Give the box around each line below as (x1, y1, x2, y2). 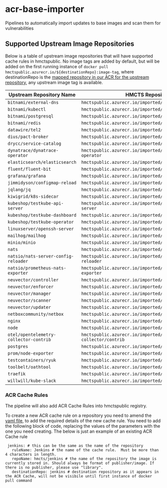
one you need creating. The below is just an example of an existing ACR (5, 428, 153, 434)
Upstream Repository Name (8, 91, 76, 98)
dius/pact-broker (7, 133, 49, 139)
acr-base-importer (5, 3, 84, 15)
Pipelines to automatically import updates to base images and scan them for (5, 20, 161, 26)
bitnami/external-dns (7, 100, 59, 105)
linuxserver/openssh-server (7, 226, 74, 232)
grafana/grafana (7, 173, 46, 179)
